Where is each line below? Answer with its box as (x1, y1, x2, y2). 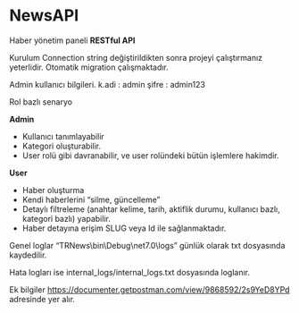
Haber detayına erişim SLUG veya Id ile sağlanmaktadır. (21, 223, 227, 233)
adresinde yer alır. (9, 293, 76, 304)
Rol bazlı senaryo (9, 96, 73, 107)
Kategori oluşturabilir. (21, 140, 102, 151)
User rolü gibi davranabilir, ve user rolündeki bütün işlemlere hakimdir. (21, 149, 279, 161)
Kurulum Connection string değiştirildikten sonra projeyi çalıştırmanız (9, 52, 263, 63)
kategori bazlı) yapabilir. (21, 213, 112, 224)
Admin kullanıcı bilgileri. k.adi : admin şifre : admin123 (9, 79, 205, 89)
